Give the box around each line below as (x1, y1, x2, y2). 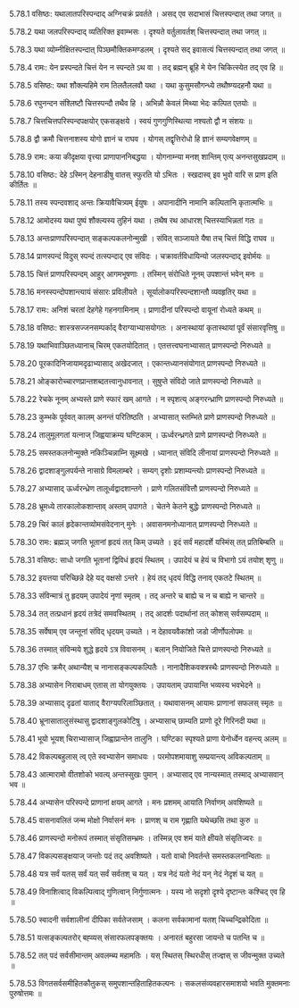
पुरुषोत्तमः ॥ (9, 988, 42, 998)
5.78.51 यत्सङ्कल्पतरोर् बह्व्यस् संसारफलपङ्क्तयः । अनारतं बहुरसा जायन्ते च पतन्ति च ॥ (9, 932, 265, 943)
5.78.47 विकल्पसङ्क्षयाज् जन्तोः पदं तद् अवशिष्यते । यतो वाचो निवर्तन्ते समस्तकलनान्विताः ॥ (9, 851, 270, 861)
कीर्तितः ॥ (9, 180, 37, 189)
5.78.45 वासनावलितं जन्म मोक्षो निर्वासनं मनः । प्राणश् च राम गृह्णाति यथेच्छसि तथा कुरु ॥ (9, 815, 259, 826)
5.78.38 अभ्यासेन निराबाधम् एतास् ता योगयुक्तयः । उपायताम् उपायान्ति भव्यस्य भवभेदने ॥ (9, 680, 261, 690)
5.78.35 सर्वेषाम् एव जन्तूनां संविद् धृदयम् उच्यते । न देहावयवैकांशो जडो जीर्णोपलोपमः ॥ (9, 626, 253, 636)
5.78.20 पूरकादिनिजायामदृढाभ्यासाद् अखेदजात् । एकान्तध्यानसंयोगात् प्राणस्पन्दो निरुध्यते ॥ (9, 358, 266, 368)
